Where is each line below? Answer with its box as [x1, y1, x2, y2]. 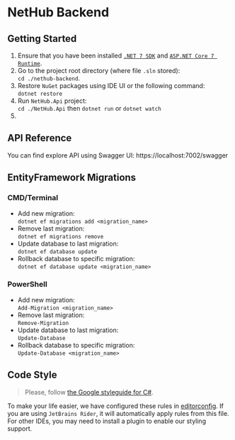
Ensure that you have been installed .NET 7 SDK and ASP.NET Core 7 [17, 51, 214, 60]
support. [7, 424, 33, 433]
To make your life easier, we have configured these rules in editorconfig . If [7, 402, 224, 410]
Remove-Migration [17, 319, 69, 326]
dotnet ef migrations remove [17, 233, 104, 240]
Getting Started [7, 33, 77, 45]
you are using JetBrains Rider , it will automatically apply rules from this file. [7, 409, 229, 417]
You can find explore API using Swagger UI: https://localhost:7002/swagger [7, 150, 229, 160]
